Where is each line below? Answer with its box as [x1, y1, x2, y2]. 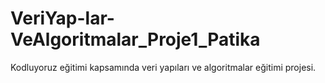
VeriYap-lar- [10, 7, 115, 30]
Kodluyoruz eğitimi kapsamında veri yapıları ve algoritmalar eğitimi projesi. [10, 61, 317, 73]
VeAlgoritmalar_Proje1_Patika [10, 28, 261, 51]
